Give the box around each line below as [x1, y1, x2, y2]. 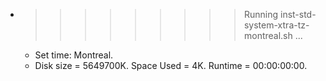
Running [243, 9, 279, 20]
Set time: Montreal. [34, 49, 114, 61]
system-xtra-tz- [243, 19, 310, 31]
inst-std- [279, 9, 317, 20]
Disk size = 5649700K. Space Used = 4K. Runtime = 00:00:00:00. [34, 60, 308, 71]
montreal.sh [243, 30, 293, 41]
